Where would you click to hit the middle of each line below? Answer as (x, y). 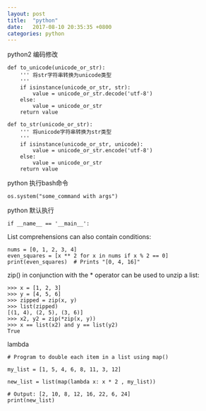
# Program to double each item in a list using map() (88, 357)
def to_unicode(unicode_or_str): (56, 68)
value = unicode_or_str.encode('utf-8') (93, 151)
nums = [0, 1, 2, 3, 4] (42, 250)
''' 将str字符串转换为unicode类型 (66, 75)
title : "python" (33, 20)
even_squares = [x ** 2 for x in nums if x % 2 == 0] (88, 256)
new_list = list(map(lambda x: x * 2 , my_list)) (82, 382)
